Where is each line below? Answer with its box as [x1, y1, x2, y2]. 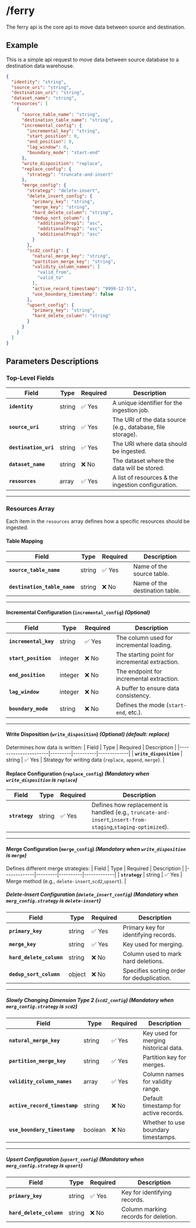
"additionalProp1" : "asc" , [37, 221, 103, 227]
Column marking [121, 1205, 167, 1213]
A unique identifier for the [112, 399, 183, 407]
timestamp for [142, 1102, 181, 1110]
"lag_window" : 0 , [27, 145, 69, 150]
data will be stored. [112, 464, 164, 472]
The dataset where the [112, 457, 174, 465]
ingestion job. [112, 406, 150, 414]
